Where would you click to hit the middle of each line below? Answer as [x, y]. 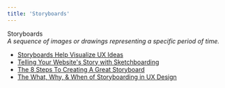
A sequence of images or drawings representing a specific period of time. [113, 41]
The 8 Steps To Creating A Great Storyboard [81, 69]
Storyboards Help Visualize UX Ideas [70, 54]
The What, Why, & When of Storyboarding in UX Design [97, 77]
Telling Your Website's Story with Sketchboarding [88, 62]
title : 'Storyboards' [39, 14]
